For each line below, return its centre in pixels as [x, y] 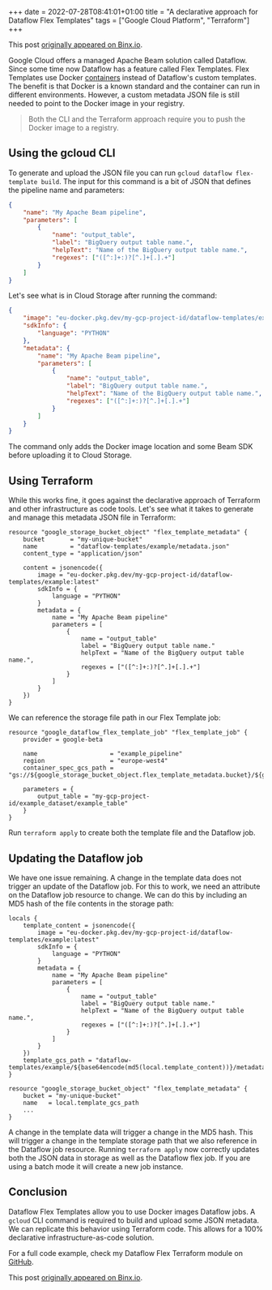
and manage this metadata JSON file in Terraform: [92, 517]
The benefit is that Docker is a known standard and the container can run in [134, 86]
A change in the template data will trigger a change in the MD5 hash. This [131, 1132]
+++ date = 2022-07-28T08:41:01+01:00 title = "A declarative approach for [134, 12]
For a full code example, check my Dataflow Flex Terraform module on [125, 1253]
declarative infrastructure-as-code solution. [81, 1237]
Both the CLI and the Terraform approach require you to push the [136, 119]
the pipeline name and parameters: [67, 190]
